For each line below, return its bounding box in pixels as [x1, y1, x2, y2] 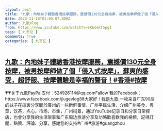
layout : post [5, 7, 32, 12]
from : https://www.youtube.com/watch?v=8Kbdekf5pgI [5, 25, 112, 30]
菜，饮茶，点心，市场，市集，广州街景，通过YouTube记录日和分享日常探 [5, 108, 150, 114]
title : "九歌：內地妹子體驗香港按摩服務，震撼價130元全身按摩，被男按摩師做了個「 [5, 12, 152, 16]
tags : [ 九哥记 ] [5, 30, 38, 34]
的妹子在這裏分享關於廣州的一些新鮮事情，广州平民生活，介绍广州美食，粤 [5, 102, 154, 108]
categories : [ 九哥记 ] [5, 39, 51, 44]
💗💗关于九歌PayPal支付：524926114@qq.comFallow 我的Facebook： [5, 90, 142, 96]
